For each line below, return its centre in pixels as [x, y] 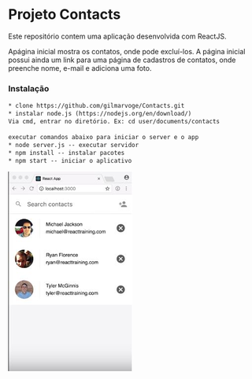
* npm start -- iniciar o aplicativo [70, 161]
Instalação [29, 88]
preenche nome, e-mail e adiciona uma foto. [80, 68]
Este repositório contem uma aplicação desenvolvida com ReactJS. [117, 36]
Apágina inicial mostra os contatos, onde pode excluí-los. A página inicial [127, 51]
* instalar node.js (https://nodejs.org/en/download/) [100, 114]
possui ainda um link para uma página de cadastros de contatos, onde [122, 60]
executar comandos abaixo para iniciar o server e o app [104, 138]
